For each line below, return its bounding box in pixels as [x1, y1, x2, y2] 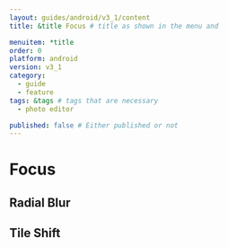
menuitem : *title [9, 38, 75, 47]
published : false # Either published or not [9, 120, 179, 130]
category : [9, 71, 47, 81]
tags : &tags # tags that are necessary [9, 96, 159, 105]
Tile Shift [9, 225, 61, 241]
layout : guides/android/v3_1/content [9, 13, 151, 22]
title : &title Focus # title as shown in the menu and [9, 22, 219, 31]
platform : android [9, 55, 78, 64]
